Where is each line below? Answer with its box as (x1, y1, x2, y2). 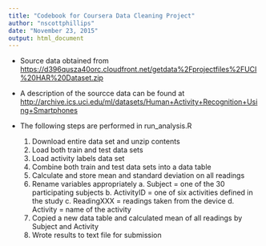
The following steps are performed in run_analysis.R (19, 121, 192, 131)
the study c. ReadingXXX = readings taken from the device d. (31, 196, 235, 206)
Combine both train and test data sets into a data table (31, 162, 212, 172)
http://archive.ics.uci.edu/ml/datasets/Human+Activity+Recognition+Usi (19, 97, 258, 107)
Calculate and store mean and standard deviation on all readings (31, 171, 245, 180)
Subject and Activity (31, 222, 99, 232)
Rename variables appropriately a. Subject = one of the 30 (31, 179, 226, 189)
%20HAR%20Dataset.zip (19, 73, 104, 83)
